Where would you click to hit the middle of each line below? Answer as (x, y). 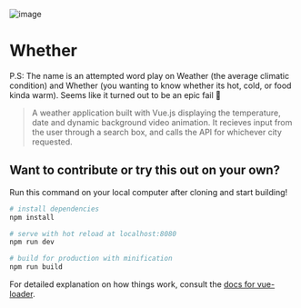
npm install (32, 217)
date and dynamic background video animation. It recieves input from (162, 122)
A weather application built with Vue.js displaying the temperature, (156, 113)
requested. (52, 142)
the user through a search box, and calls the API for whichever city (156, 132)
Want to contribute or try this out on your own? (145, 170)
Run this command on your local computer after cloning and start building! (149, 192)
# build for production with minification (91, 259)
